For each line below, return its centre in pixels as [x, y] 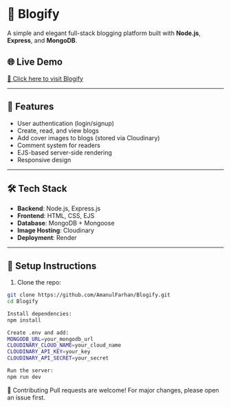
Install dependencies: [40, 313]
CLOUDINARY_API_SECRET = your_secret [58, 358]
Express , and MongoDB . [42, 40]
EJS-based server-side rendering [64, 152]
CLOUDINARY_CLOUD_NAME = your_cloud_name [64, 345]
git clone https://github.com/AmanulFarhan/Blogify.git [89, 295]
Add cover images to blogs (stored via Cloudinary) [88, 137]
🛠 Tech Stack [37, 188]
